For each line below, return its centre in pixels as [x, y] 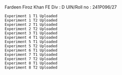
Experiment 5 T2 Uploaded [31, 46]
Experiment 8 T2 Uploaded [31, 68]
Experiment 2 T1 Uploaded [31, 25]
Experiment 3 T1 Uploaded [31, 33]
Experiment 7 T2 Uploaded [31, 59]
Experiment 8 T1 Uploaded [31, 63]
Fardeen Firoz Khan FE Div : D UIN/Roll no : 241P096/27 [61, 7]
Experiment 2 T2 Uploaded [31, 29]
